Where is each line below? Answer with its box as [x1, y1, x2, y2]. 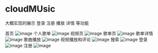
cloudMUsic [5, 3, 56, 15]
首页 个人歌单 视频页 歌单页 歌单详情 [5, 30, 154, 36]
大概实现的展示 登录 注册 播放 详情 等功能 [5, 20, 89, 26]
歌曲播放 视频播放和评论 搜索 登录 [24, 36, 148, 42]
